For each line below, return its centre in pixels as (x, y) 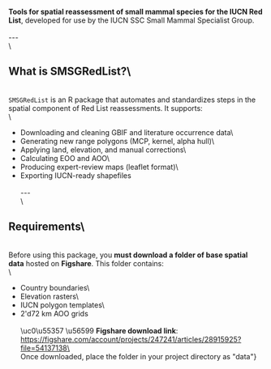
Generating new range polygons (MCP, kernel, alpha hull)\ (117, 141)
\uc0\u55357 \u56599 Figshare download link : (99, 330)
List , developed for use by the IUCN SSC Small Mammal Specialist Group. (131, 20)
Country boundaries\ (55, 287)
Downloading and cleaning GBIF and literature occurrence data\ (127, 132)
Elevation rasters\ (49, 296)
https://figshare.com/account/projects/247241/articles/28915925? (131, 339)
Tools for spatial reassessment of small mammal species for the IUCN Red (135, 12)
